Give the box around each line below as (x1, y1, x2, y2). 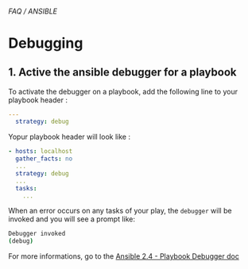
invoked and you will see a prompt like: (8, 214, 136, 224)
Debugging (8, 34, 83, 52)
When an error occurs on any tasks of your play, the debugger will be (8, 206, 232, 216)
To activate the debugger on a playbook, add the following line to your (8, 86, 238, 96)
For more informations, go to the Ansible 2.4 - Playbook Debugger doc (8, 252, 240, 261)
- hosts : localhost (8, 148, 73, 156)
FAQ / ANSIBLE (8, 6, 58, 16)
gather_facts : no (15, 155, 73, 163)
